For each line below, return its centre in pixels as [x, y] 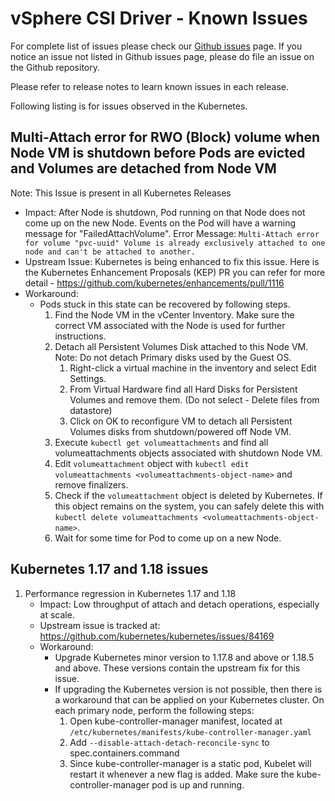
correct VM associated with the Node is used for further [170, 325]
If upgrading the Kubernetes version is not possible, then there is [188, 689]
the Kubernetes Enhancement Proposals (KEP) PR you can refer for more [175, 272]
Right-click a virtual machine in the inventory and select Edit [193, 368]
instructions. [80, 336]
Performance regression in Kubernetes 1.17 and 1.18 [130, 593]
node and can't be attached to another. [110, 252]
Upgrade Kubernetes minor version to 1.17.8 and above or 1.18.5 [184, 657]
